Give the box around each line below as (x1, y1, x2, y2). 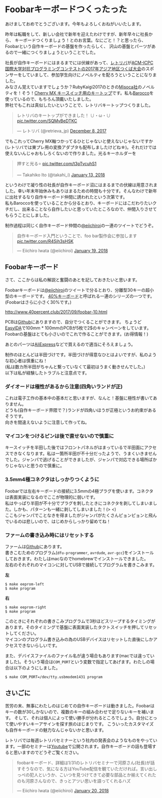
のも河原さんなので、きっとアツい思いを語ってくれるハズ (16, 778, 131, 783)
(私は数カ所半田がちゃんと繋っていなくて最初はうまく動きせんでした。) (5, 364, 146, 370)
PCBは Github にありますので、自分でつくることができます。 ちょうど (5, 319, 142, 325)
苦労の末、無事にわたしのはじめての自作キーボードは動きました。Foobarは (5, 702, 155, 708)
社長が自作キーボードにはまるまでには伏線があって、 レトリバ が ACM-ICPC (5, 60, 154, 65)
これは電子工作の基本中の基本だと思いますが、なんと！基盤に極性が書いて (5, 395, 153, 401)
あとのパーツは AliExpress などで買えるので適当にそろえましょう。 (5, 341, 135, 347)
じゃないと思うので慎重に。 (9, 463, 64, 469)
